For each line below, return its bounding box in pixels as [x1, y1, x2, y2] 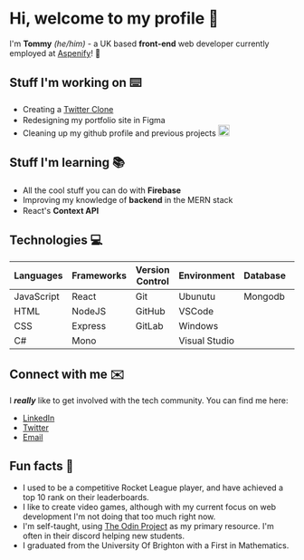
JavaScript [14, 290, 61, 303]
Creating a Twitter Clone [22, 103, 114, 114]
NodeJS [71, 305, 107, 318]
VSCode [178, 305, 214, 318]
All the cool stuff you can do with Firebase [22, 185, 182, 196]
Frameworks [71, 269, 128, 282]
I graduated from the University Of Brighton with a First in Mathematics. [22, 540, 290, 551]
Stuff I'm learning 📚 [9, 155, 125, 170]
